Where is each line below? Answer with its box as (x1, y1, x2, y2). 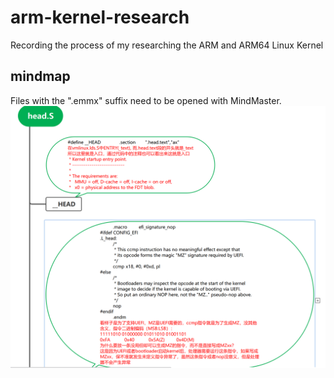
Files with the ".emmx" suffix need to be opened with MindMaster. (10, 94, 282, 106)
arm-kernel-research (10, 6, 190, 29)
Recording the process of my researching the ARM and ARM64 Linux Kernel (10, 39, 324, 51)
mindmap (10, 68, 71, 85)
